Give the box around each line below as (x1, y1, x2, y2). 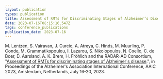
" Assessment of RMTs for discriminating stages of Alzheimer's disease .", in (5, 59, 155, 64)
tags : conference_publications (5, 25, 68, 30)
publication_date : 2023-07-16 (5, 30, 66, 34)
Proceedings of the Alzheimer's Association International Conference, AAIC (5, 63, 156, 69)
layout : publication (5, 7, 47, 12)
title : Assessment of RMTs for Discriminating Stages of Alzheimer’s (5, 16, 149, 21)
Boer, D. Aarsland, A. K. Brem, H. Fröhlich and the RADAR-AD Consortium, (5, 53, 153, 59)
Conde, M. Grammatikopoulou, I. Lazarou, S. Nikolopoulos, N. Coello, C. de (5, 48, 155, 54)
